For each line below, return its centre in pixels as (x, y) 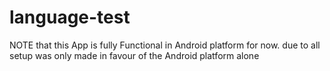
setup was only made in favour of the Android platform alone (134, 55)
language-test (70, 17)
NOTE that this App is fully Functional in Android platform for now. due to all (165, 45)
